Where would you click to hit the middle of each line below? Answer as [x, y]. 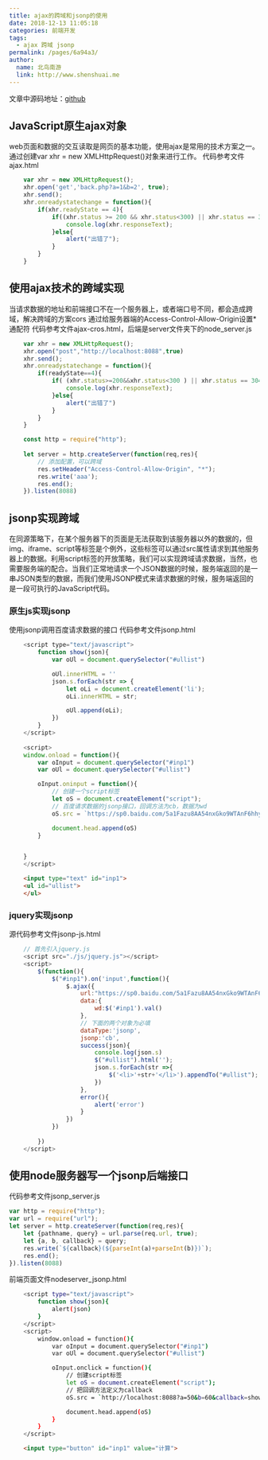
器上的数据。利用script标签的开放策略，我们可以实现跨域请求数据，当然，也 [133, 559]
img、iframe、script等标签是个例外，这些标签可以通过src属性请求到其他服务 [134, 549]
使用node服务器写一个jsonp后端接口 [99, 1176]
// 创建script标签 [94, 1376]
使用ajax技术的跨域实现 [67, 288]
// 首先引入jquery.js [57, 949]
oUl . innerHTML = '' [84, 674]
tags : [18, 38]
